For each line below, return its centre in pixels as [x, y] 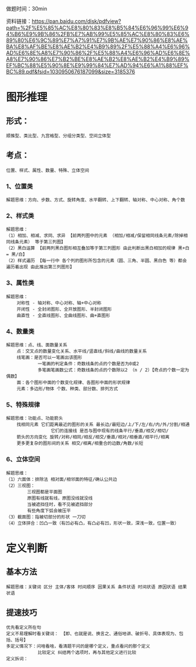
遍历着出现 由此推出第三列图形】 [40, 267]
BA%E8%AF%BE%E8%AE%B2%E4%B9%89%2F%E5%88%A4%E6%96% [98, 47]
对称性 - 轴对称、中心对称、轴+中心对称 [59, 303]
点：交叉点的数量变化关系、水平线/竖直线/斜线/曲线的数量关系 [82, 351]
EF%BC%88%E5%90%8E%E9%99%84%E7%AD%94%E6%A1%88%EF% [97, 65]
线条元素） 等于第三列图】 [38, 242]
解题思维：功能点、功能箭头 [35, 418]
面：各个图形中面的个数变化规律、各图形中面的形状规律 [73, 382]
